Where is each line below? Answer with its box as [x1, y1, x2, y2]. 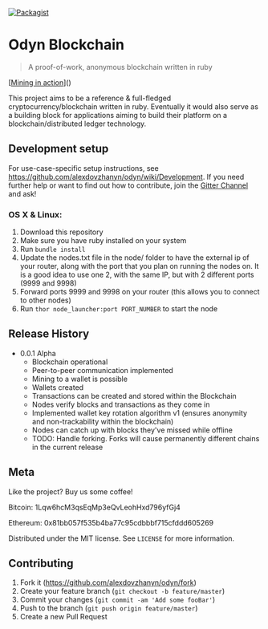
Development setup [8, 142, 109, 156]
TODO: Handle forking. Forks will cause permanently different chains [31, 433, 260, 443]
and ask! [8, 189, 37, 198]
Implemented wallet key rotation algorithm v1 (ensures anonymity [31, 408, 247, 417]
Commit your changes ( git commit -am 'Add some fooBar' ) [19, 595, 216, 605]
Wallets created [31, 382, 84, 392]
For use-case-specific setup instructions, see [8, 163, 159, 172]
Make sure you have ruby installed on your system [19, 236, 187, 246]
